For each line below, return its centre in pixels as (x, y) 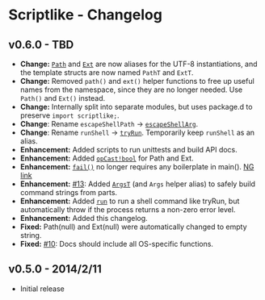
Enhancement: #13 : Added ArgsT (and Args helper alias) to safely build (138, 184)
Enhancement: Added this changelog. (84, 218)
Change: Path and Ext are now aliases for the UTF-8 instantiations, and (139, 64)
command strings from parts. (69, 192)
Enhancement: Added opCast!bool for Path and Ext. (107, 158)
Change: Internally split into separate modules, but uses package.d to (136, 107)
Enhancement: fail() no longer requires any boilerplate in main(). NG (137, 167)
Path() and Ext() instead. (63, 98)
